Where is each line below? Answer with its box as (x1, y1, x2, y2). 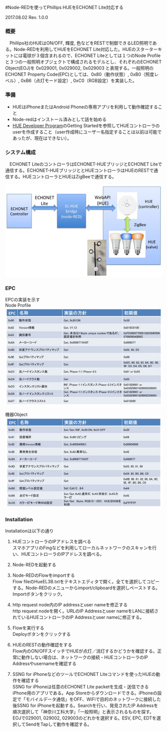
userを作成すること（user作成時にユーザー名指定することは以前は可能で (12, 129, 162, 135)
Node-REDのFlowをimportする (12, 572, 75, 578)
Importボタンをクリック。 (12, 591, 65, 597)
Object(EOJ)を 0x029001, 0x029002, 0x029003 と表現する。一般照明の (5, 65, 154, 71)
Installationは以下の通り (5, 528, 54, 534)
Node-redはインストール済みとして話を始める (12, 116, 107, 122)
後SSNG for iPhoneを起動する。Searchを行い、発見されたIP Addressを (12, 702, 159, 708)
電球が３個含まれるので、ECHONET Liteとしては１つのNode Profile (22, 53, 161, 59)
